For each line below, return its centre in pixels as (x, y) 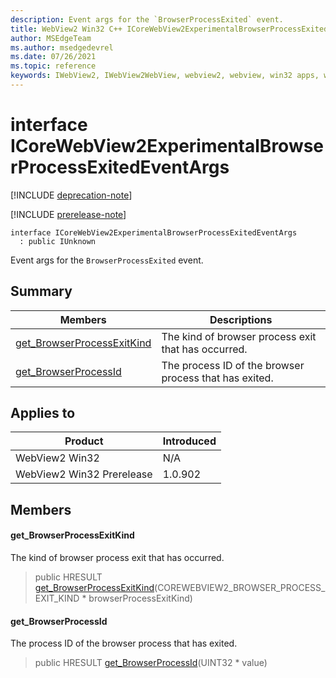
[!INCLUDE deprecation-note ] (71, 195)
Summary (41, 291)
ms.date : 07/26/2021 (53, 57)
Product (84, 441)
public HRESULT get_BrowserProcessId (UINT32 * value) (151, 663)
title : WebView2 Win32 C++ (66, 29)
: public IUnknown (58, 241)
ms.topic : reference (53, 66)
